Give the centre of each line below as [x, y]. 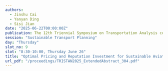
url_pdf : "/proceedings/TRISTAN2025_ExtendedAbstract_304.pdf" [72, 61]
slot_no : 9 [16, 47]
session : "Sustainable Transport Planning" [51, 38]
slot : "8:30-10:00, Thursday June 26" [45, 51]
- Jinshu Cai [23, 14]
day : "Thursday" [22, 42]
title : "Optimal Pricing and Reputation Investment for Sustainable [78, 56]
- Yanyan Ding [24, 19]
